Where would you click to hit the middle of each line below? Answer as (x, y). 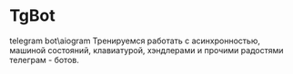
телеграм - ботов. (44, 60)
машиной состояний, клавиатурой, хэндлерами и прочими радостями (146, 50)
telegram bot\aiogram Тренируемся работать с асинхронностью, (135, 41)
